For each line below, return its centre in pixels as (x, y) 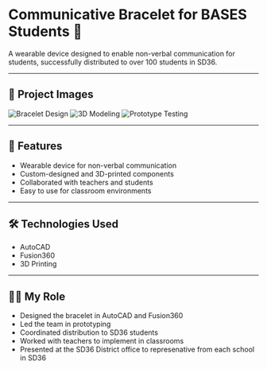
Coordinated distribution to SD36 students (89, 332)
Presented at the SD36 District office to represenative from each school (137, 350)
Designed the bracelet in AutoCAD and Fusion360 (101, 316)
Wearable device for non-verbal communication (98, 165)
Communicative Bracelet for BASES (128, 15)
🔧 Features (35, 146)
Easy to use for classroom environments (85, 190)
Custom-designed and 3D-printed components (97, 173)
